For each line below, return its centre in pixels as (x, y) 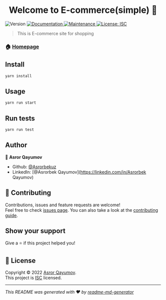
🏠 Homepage (22, 47)
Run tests (20, 118)
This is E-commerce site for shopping (55, 33)
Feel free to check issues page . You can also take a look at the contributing (82, 210)
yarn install (19, 76)
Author (16, 145)
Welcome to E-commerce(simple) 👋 (83, 10)
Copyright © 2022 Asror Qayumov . (41, 273)
